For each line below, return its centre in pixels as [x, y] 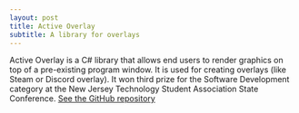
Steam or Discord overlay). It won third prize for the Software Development [149, 80]
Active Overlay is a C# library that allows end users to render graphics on [146, 61]
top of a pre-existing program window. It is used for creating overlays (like [148, 70]
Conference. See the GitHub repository [83, 99]
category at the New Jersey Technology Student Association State [134, 89]
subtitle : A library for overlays [75, 34]
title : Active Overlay [52, 26]
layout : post [34, 18]
